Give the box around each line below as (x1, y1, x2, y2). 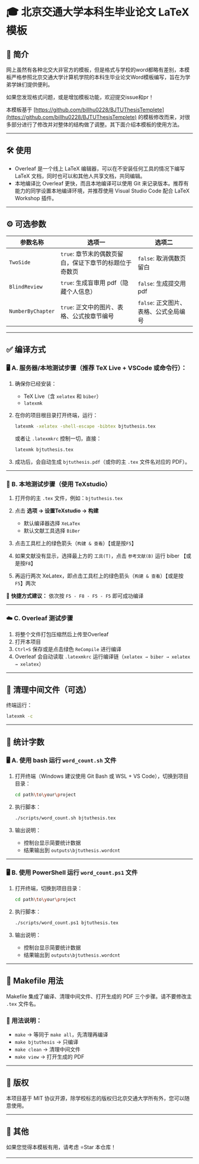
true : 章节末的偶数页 (60, 249, 118, 258)
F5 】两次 (14, 580, 37, 587)
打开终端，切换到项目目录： (14, 885, 83, 892)
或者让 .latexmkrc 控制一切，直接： (14, 435, 102, 442)
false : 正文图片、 (137, 299, 186, 307)
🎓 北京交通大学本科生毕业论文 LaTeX (6, 5, 190, 19)
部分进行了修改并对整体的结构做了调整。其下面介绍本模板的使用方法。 (11, 121, 182, 128)
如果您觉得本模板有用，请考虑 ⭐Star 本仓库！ (6, 1143, 117, 1150)
